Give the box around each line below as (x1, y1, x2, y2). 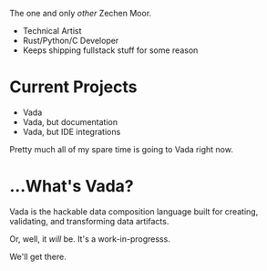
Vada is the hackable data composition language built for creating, (9, 205, 259, 217)
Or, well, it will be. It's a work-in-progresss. (9, 233, 170, 245)
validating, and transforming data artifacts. (9, 215, 169, 226)
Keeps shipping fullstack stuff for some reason (22, 45, 199, 56)
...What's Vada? (9, 176, 134, 197)
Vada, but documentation (22, 116, 118, 127)
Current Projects (9, 77, 138, 98)
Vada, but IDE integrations (22, 126, 121, 137)
